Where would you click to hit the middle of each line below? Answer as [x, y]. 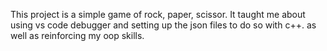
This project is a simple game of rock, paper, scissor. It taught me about [158, 14]
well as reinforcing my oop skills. [77, 35]
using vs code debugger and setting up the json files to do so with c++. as [163, 25]
